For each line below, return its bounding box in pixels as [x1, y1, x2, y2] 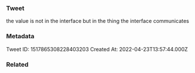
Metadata [6, 32, 34, 41]
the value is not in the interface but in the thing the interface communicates [6, 18, 189, 25]
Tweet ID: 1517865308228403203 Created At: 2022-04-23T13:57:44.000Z [6, 45, 188, 52]
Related [6, 60, 29, 68]
